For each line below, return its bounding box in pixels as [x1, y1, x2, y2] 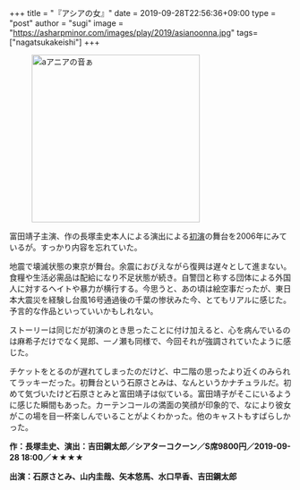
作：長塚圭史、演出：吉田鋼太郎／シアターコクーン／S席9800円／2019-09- [9, 441, 291, 452]
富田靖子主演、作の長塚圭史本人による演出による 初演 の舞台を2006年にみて [9, 231, 288, 241]
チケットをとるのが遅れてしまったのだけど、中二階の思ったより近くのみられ [9, 366, 291, 376]
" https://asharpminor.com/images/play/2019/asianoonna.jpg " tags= [9, 28, 258, 38]
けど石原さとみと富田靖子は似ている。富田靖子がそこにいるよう [56, 388, 292, 399]
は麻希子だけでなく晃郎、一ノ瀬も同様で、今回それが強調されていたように [9, 336, 284, 346]
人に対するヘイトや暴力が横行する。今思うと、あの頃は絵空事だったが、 [9, 283, 276, 293]
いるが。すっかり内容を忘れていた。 [9, 242, 142, 252]
